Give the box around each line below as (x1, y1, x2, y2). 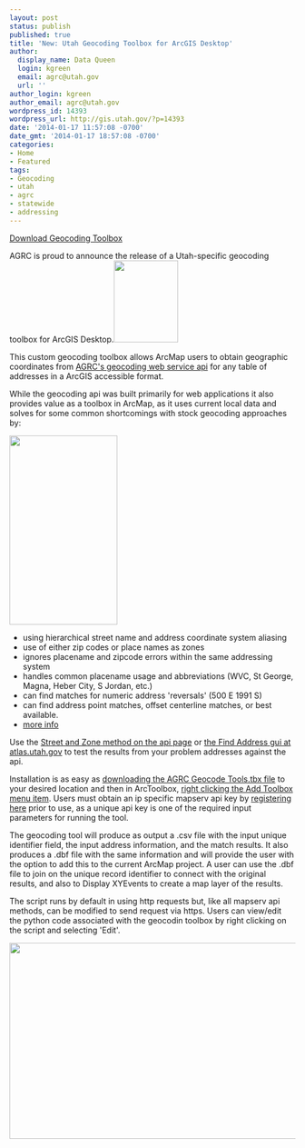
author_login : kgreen (9, 89, 92, 98)
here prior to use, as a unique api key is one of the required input (9, 802, 252, 814)
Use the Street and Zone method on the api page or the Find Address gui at (9, 736, 291, 747)
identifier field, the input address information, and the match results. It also (9, 839, 289, 850)
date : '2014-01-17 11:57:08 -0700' (9, 124, 144, 133)
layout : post (9, 13, 59, 23)
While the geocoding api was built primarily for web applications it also (9, 388, 274, 399)
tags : (9, 165, 30, 175)
